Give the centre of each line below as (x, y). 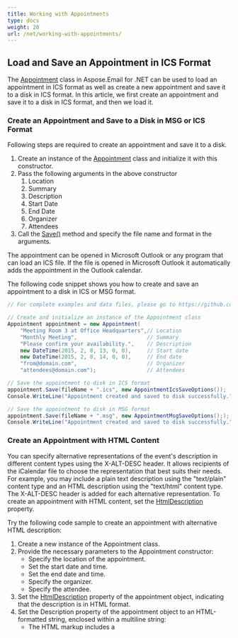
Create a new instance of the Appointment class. (89, 544)
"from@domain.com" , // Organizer (103, 364)
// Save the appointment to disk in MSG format (79, 409)
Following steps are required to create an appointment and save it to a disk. (117, 145)
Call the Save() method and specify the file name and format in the (115, 234)
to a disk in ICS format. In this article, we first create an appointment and (113, 95)
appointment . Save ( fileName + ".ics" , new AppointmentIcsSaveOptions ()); (117, 390)
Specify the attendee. (59, 589)
